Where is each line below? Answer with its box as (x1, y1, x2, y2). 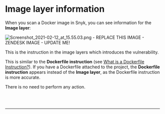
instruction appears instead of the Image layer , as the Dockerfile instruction (5, 69, 160, 75)
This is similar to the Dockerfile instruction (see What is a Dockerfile (5, 58, 145, 64)
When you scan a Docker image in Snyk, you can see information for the (5, 20, 152, 26)
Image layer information (5, 3, 105, 15)
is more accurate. (5, 74, 41, 80)
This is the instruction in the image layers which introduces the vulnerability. (5, 49, 159, 55)
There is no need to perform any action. (5, 84, 86, 89)
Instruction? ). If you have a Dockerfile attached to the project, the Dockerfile (5, 64, 160, 70)
